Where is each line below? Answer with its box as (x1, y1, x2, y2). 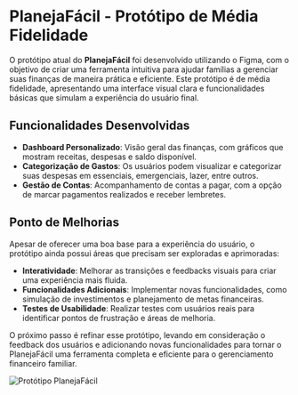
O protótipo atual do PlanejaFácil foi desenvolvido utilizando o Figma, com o (9, 54, 289, 65)
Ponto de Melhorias (9, 215, 120, 230)
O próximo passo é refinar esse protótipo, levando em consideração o (9, 329, 266, 340)
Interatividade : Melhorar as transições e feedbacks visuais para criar (21, 265, 278, 276)
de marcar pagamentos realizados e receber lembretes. (21, 189, 227, 199)
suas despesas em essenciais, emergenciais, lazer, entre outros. (21, 170, 260, 181)
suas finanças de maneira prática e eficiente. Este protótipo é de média (9, 73, 270, 84)
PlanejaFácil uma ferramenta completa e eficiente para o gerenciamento (9, 349, 274, 359)
